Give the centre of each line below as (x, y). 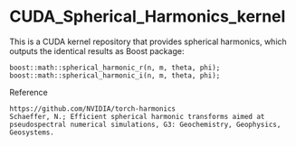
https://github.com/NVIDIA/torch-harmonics (93, 109)
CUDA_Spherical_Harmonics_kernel (148, 17)
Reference (29, 92)
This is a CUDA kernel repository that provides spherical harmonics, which (148, 41)
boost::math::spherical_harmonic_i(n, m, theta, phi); (115, 75)
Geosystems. (32, 132)
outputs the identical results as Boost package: (97, 50)
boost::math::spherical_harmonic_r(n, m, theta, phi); (115, 68)
